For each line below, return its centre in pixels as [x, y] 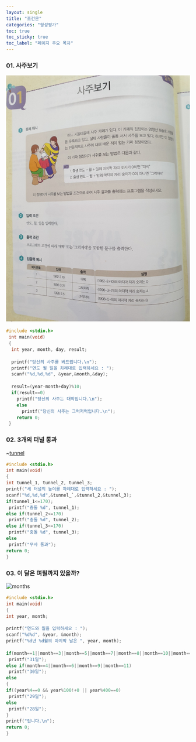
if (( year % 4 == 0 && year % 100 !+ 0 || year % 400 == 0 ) [64, 690]
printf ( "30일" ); [28, 672]
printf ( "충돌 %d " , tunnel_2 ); [44, 520]
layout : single [24, 12]
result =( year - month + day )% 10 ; [47, 387]
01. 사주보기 [22, 66]
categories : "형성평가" [33, 25]
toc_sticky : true [27, 37]
